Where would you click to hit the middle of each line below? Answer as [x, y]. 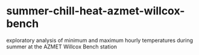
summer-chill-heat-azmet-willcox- [96, 11]
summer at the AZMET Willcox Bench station [62, 47]
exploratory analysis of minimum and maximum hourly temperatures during [99, 40]
